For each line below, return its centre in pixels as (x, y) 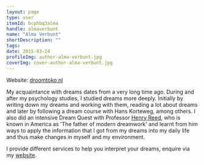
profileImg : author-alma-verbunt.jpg (54, 57)
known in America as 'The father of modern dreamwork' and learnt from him (102, 124)
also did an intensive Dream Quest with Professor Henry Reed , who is (93, 117)
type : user (20, 18)
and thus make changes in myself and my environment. (76, 136)
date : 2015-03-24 (28, 52)
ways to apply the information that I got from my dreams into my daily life (98, 130)
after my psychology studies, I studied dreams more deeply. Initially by (95, 98)
